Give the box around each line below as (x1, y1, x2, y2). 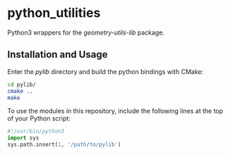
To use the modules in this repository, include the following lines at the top (7, 107, 224, 116)
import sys (7, 135, 40, 142)
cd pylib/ (7, 81, 37, 88)
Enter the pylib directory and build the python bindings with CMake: (7, 67, 204, 75)
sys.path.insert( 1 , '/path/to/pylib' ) (7, 141, 121, 149)
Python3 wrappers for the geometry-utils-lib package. (7, 28, 164, 37)
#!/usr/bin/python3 (7, 128, 65, 135)
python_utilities (7, 5, 101, 21)
